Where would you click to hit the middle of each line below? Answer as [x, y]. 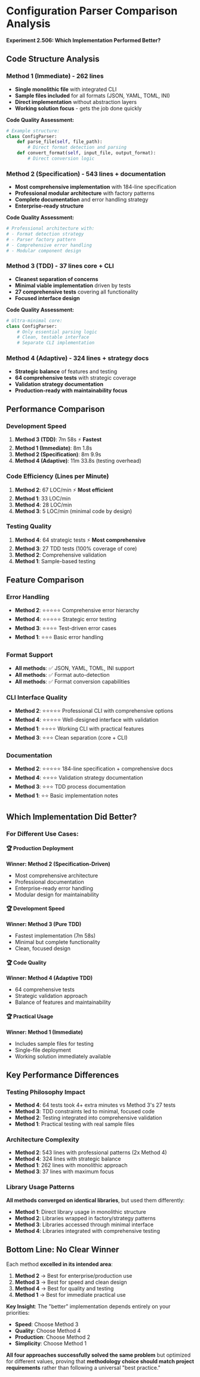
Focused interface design [47, 298]
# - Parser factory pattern [41, 239]
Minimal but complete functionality [57, 942]
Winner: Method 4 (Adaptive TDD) [50, 978]
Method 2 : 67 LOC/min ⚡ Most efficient [64, 490]
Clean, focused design [42, 948]
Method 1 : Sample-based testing [55, 561]
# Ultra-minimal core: [34, 320]
